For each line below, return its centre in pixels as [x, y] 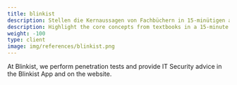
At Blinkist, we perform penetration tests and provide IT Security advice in [115, 66]
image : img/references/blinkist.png [61, 46]
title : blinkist [31, 14]
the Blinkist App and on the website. [60, 74]
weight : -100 [26, 33]
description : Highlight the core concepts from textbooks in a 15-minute [118, 27]
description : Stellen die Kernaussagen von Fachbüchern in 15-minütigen [116, 20]
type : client [26, 40]
